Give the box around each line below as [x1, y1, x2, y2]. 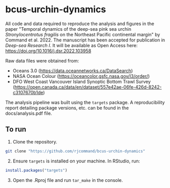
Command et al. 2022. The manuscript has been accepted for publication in [5, 37, 165, 43]
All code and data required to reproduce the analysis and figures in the [5, 20, 155, 27]
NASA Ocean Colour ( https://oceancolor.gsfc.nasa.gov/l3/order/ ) [12, 73, 150, 79]
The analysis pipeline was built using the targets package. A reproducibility [5, 99, 165, 106]
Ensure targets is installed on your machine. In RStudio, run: [12, 158, 140, 164]
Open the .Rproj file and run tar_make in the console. [12, 177, 123, 183]
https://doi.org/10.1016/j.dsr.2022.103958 [5, 48, 91, 54]
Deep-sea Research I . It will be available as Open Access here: [5, 42, 138, 48]
